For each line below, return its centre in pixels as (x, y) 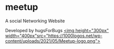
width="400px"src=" (27, 36)
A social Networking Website (35, 21)
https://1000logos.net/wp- (75, 36)
